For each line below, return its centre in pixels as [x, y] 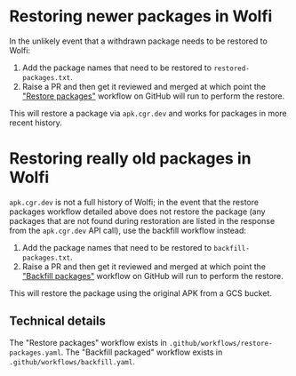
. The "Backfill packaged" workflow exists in [142, 352]
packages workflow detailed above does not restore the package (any [137, 212]
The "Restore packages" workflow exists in [88, 342]
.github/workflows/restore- [220, 343]
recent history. [36, 123]
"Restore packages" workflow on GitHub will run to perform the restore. [153, 96]
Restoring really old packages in [130, 159]
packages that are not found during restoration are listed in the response [142, 220]
